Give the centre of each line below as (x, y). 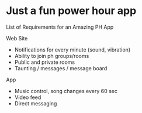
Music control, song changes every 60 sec (66, 91)
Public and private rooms (45, 62)
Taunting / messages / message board (61, 68)
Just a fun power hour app (71, 11)
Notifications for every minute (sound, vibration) (72, 49)
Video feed (28, 97)
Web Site (17, 38)
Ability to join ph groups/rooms (52, 56)
